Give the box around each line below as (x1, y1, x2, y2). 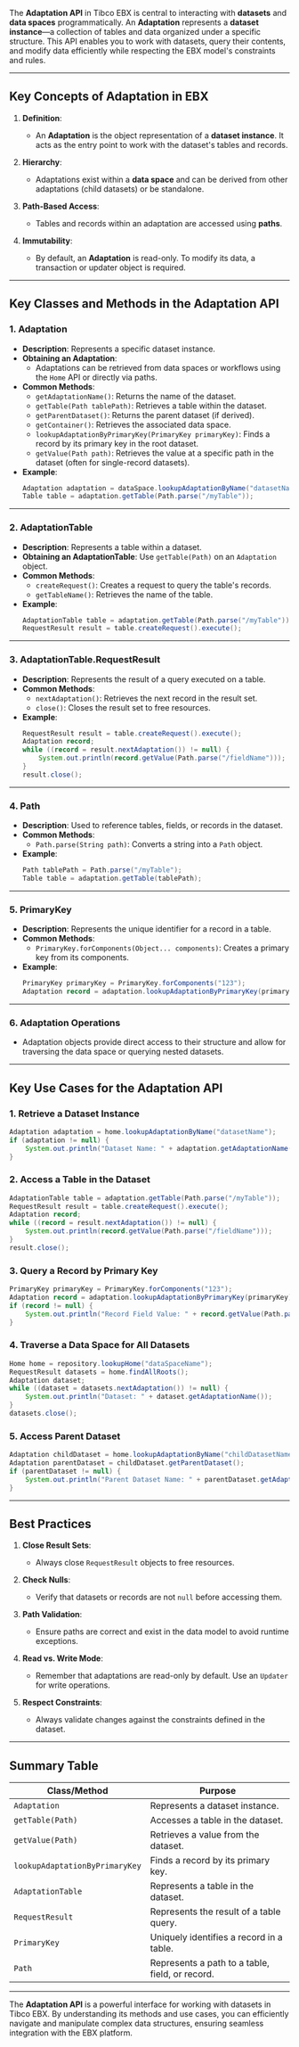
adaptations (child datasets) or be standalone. (35, 183, 205, 194)
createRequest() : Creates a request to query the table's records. (35, 580, 271, 590)
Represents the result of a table (149, 1905, 281, 1918)
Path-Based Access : (21, 201, 100, 211)
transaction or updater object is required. (35, 262, 187, 273)
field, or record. (149, 1968, 215, 1980)
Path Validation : (21, 1609, 83, 1620)
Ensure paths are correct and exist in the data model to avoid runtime (35, 1626, 289, 1637)
